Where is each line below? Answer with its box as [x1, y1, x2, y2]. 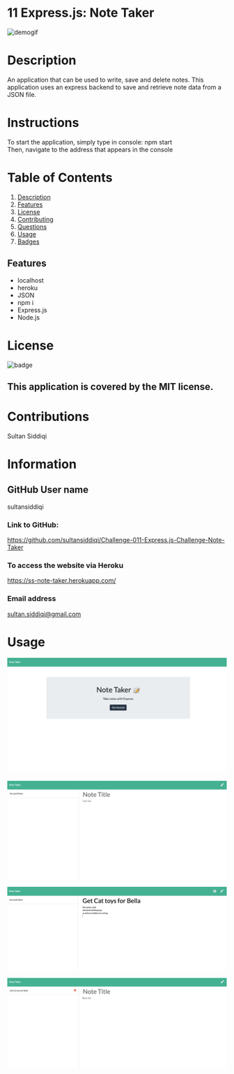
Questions [17, 222, 47, 231]
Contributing [17, 215, 54, 223]
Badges [17, 237, 40, 246]
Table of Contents [7, 170, 113, 186]
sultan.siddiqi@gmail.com [7, 609, 81, 618]
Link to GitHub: [7, 520, 59, 530]
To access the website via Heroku [7, 560, 124, 570]
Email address [7, 594, 56, 604]
